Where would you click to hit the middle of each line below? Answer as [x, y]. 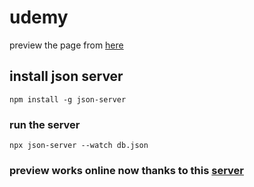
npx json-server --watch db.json [79, 146]
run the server [45, 124]
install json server [66, 76]
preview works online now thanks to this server [126, 170]
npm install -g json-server [68, 99]
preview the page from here [66, 45]
